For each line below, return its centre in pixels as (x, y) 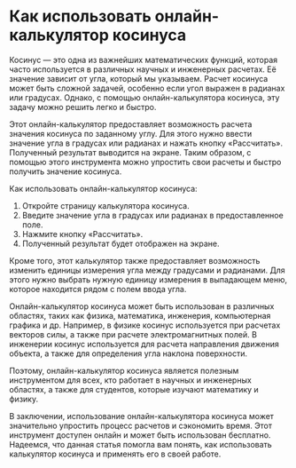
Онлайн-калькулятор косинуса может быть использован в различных (142, 306)
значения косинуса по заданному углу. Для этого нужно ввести (131, 133)
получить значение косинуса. (66, 171)
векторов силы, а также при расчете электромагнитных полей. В (133, 334)
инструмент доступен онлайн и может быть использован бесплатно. (140, 435)
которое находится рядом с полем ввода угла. (98, 289)
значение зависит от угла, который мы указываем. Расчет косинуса (139, 78)
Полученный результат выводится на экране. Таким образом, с (130, 152)
